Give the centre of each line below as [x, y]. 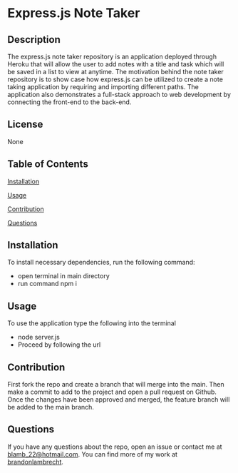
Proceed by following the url [59, 345]
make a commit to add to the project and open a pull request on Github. [112, 392]
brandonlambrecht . [36, 462]
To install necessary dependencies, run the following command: [101, 263]
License [25, 124]
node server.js [39, 337]
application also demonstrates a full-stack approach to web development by [119, 95]
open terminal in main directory [64, 276]
